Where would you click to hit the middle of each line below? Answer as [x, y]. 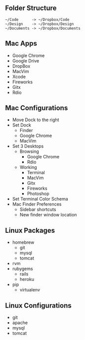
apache [20, 323]
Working [28, 167]
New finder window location [48, 215]
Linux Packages [30, 230]
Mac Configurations [37, 108]
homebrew [23, 242]
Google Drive [26, 61]
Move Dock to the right [36, 120]
